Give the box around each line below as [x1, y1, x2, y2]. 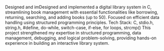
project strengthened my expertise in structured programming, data [5, 30, 141, 35]
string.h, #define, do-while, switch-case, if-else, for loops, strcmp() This [5, 25, 151, 31]
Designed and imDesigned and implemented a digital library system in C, [5, 4, 152, 10]
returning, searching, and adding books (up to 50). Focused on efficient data [5, 15, 160, 20]
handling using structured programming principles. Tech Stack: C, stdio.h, [5, 19, 154, 25]
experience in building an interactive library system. [5, 40, 110, 46]
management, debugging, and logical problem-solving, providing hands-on [5, 35, 157, 41]
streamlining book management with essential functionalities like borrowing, [5, 9, 159, 15]
